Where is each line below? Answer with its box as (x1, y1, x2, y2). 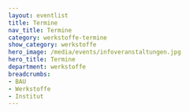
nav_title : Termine (8, 26, 72, 34)
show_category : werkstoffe (8, 41, 97, 49)
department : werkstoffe (8, 63, 87, 71)
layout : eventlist (8, 11, 69, 20)
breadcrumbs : (8, 70, 51, 78)
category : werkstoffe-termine (8, 33, 108, 42)
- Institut (8, 92, 44, 100)
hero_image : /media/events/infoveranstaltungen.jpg (8, 48, 181, 56)
